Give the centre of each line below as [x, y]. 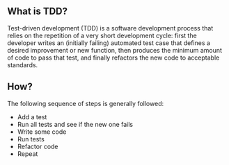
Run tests [31, 139]
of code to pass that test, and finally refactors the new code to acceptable [113, 58]
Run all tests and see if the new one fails [75, 124]
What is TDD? [38, 11]
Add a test [32, 116]
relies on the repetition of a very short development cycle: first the [102, 35]
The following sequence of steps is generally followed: [86, 103]
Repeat [27, 154]
